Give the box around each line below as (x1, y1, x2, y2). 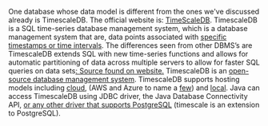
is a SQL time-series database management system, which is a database (8, 24, 248, 33)
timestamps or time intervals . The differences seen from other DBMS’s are (8, 41, 253, 50)
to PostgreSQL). (8, 108, 62, 118)
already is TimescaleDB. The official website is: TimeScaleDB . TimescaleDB (8, 15, 258, 25)
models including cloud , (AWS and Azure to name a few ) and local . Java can (8, 83, 260, 93)
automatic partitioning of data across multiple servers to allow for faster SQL (8, 57, 260, 67)
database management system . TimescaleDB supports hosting (33, 75, 240, 84)
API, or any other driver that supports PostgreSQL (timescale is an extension (8, 100, 260, 109)
